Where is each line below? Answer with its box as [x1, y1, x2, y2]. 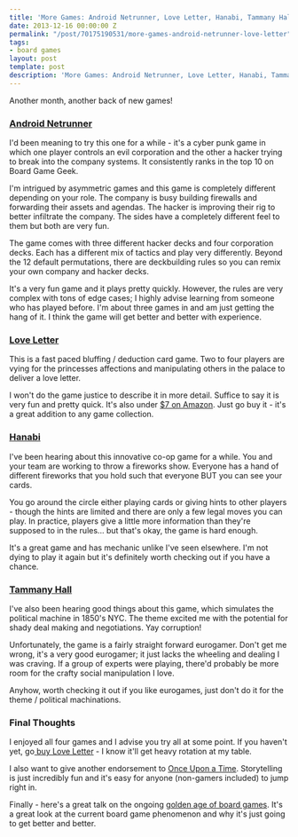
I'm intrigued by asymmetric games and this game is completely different [9, 183, 277, 193]
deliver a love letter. [9, 373, 82, 383]
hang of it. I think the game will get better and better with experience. [9, 312, 263, 322]
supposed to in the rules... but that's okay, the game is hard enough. [9, 525, 259, 535]
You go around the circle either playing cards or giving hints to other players [9, 496, 287, 507]
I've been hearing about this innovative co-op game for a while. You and [9, 451, 273, 462]
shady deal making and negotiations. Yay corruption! [9, 622, 202, 633]
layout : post [9, 54, 58, 63]
